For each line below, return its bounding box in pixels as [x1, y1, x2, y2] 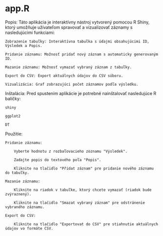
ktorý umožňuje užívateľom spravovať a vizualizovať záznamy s [5, 24, 133, 30]
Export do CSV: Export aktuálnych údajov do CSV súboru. [5, 73, 123, 78]
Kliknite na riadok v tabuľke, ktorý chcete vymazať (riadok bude [14, 187, 152, 192]
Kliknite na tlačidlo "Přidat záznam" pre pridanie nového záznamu [14, 166, 154, 171]
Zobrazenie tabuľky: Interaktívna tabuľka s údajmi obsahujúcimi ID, [5, 39, 150, 44]
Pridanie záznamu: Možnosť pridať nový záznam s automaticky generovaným [5, 52, 159, 57]
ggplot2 [5, 114, 21, 118]
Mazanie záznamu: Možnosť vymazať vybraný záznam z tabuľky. [5, 65, 132, 70]
